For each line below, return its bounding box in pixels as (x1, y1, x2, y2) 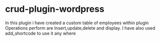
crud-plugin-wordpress (5, 3, 105, 15)
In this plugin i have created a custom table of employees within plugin (5, 20, 149, 26)
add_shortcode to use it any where (5, 30, 76, 36)
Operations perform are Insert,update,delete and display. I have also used (5, 25, 156, 31)
